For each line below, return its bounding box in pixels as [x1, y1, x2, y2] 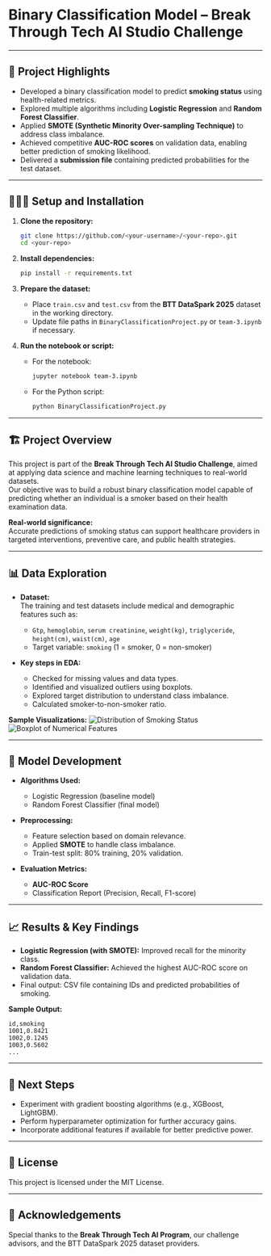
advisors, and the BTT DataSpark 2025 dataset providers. [8, 1238, 200, 1248]
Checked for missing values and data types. [31, 673, 179, 683]
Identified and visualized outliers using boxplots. [31, 682, 194, 691]
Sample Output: [8, 1004, 63, 1014]
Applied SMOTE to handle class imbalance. [31, 840, 176, 850]
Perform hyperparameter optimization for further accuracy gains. [19, 1116, 236, 1126]
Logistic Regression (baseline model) [31, 792, 156, 801]
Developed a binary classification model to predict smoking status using [19, 86, 262, 96]
